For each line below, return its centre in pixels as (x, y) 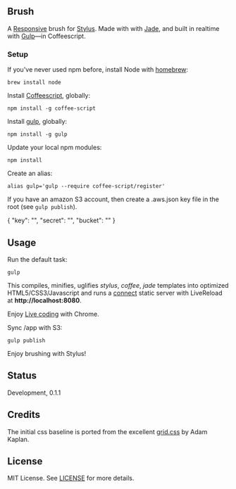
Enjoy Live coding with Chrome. (54, 314)
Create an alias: (30, 173)
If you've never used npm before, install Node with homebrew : (98, 70)
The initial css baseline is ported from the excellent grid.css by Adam (107, 431)
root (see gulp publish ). (42, 207)
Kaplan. (18, 439)
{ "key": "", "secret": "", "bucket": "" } (62, 220)
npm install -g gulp (38, 134)
